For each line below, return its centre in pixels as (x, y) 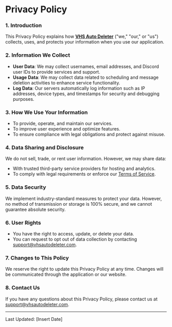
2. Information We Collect (38, 55)
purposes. (24, 99)
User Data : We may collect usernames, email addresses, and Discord (86, 66)
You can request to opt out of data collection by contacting (75, 239)
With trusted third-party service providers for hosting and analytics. (84, 169)
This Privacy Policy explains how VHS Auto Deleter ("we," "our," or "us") (82, 36)
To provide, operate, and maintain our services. (62, 123)
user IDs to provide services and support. (57, 72)
